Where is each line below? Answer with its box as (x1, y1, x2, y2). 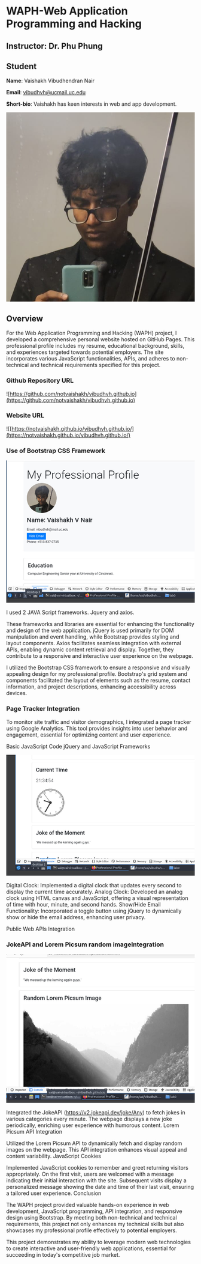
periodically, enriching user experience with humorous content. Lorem (6, 1122, 179, 1129)
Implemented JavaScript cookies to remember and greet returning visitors (6, 1164, 188, 1171)
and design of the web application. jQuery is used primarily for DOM (6, 627, 174, 634)
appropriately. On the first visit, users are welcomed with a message (6, 1170, 174, 1177)
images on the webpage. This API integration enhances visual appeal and (6, 1146, 187, 1153)
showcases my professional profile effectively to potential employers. (6, 1227, 178, 1234)
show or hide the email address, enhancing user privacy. (6, 913, 146, 920)
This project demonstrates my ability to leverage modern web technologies (6, 1238, 191, 1245)
